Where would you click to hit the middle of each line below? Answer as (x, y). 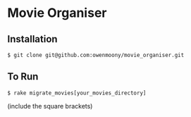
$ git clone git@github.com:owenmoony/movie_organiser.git (96, 55)
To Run (23, 76)
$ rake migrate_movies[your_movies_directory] (77, 93)
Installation (32, 39)
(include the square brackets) (50, 106)
